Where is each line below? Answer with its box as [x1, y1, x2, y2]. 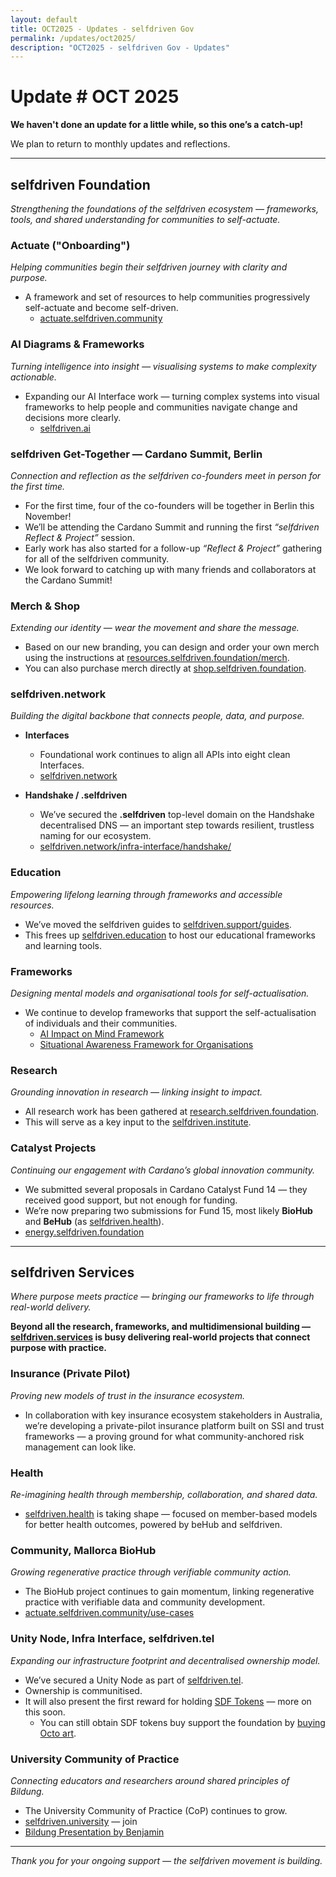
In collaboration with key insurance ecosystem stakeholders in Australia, [24, 1409, 323, 1421]
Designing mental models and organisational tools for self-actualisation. [10, 987, 310, 1000]
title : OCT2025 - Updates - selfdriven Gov [10, 24, 195, 34]
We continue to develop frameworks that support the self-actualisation [24, 1007, 317, 1019]
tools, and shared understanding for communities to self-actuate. [10, 214, 281, 225]
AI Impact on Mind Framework [39, 1028, 165, 1040]
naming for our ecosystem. [39, 830, 152, 842]
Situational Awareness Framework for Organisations [39, 1039, 254, 1051]
